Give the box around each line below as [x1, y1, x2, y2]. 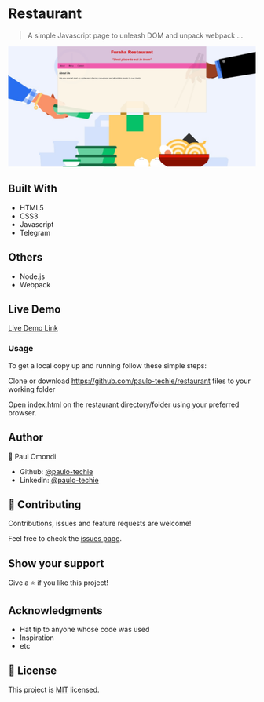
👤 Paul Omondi [8, 452, 57, 461]
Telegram [19, 228, 51, 237]
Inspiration [19, 633, 54, 642]
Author [8, 431, 43, 444]
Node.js [19, 272, 46, 281]
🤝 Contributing [8, 498, 82, 511]
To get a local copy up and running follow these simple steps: [8, 360, 207, 370]
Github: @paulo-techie [19, 466, 93, 476]
